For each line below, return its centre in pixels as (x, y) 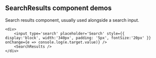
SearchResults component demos (58, 8)
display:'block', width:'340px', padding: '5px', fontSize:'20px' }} (78, 38)
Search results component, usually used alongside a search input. (72, 20)
